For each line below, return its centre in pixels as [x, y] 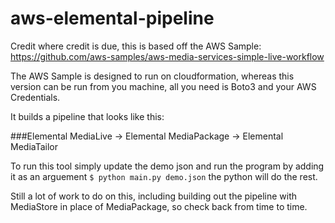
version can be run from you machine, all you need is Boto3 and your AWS [163, 86]
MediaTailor [34, 146]
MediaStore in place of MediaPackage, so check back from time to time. [159, 206]
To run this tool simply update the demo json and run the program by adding [167, 166]
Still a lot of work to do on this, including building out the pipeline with [154, 196]
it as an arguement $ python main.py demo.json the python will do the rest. [164, 176]
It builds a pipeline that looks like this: [87, 116]
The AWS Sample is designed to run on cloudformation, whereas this [152, 76]
